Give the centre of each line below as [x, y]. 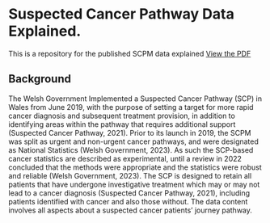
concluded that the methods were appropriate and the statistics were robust [135, 167]
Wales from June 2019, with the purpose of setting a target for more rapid [131, 107]
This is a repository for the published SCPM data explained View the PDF [130, 53]
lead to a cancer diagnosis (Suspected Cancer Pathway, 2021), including [129, 193]
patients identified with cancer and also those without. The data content [128, 201]
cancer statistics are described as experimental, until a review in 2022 [125, 158]
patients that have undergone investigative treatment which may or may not [134, 184]
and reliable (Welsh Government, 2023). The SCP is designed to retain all [130, 175]
